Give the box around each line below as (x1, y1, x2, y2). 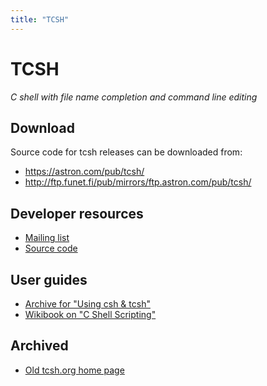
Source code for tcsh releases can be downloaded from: (10, 146, 243, 158)
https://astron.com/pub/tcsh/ (24, 166, 145, 178)
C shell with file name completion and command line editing (10, 91, 258, 103)
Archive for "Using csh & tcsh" (24, 298, 151, 310)
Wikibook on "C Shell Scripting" (24, 309, 157, 320)
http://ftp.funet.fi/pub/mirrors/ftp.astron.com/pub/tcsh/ (24, 176, 252, 188)
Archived (10, 337, 69, 355)
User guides (10, 271, 88, 288)
